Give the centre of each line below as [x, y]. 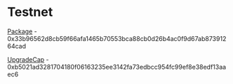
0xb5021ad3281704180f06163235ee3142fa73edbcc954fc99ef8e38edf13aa [117, 67]
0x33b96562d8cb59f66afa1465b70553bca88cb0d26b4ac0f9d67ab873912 [117, 38]
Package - [22, 31]
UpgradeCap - [28, 59]
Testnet [30, 12]
